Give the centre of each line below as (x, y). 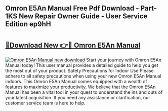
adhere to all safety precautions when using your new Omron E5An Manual (83, 76)
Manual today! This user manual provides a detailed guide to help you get (82, 65)
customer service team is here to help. (45, 103)
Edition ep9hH (28, 24)
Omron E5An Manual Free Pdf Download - (72, 8)
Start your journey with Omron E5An (124, 60)
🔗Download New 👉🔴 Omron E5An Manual (73, 45)
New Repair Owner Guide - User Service (83, 16)
